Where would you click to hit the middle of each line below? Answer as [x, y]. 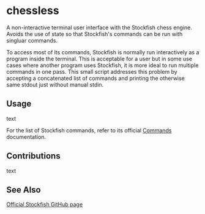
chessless [33, 11]
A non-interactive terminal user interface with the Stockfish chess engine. [99, 27]
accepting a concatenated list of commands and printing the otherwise [96, 78]
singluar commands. [32, 40]
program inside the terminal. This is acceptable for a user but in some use [99, 59]
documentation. [26, 137]
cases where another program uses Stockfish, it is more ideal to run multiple [102, 65]
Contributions [33, 156]
